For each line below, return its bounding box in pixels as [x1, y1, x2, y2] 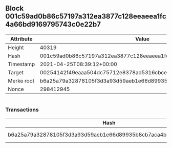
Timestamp [8, 60, 35, 68]
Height [8, 44, 24, 51]
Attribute [10, 35, 33, 43]
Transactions [5, 106, 39, 113]
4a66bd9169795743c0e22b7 [5, 20, 101, 29]
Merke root [8, 77, 35, 84]
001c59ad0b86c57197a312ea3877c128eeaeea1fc [5, 12, 166, 21]
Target [8, 69, 24, 76]
